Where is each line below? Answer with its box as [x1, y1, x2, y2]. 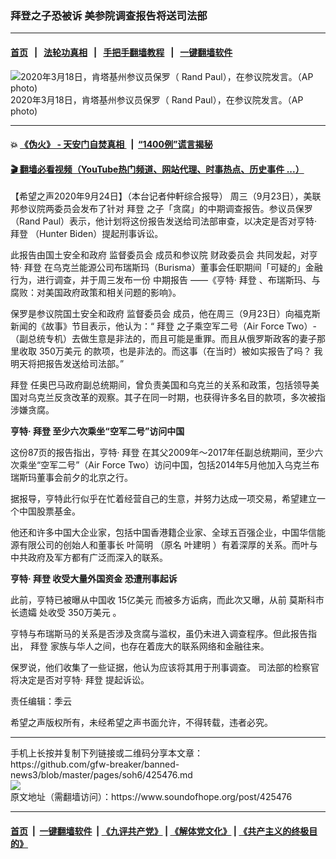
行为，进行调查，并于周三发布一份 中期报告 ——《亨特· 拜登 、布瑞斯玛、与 [10, 274, 321, 286]
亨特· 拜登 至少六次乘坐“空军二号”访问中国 [10, 425, 185, 437]
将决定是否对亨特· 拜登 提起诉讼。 [10, 674, 150, 686]
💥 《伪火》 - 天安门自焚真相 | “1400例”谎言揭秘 [10, 138, 213, 151]
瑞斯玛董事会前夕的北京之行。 [10, 472, 133, 484]
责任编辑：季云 [10, 695, 72, 707]
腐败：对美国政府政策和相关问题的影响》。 [10, 287, 182, 299]
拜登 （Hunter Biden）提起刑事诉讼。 [10, 228, 164, 240]
